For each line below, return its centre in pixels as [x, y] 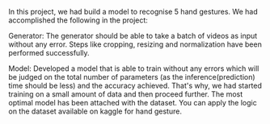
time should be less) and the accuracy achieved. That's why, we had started [135, 85]
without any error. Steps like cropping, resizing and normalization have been [135, 44]
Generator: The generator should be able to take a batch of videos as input [133, 36]
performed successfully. [49, 53]
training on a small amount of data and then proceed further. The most [126, 94]
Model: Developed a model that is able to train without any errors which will [134, 68]
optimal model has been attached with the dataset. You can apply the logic [133, 103]
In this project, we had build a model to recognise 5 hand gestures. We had [133, 12]
